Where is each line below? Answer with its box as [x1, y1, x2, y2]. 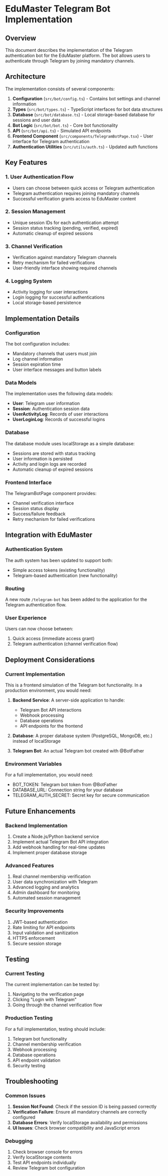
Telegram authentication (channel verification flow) [12, 641, 118, 647]
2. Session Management [5, 208, 66, 215]
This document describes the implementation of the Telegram [5, 47, 133, 53]
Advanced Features [5, 862, 54, 869]
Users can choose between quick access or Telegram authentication [12, 185, 155, 191]
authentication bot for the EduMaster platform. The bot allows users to [5, 52, 150, 58]
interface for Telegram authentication [12, 138, 90, 144]
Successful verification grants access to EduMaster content [12, 195, 136, 201]
